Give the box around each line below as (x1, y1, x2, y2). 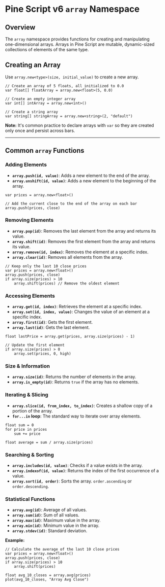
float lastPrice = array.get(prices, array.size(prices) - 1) (5, 334, 135, 339)
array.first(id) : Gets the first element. (12, 319, 93, 325)
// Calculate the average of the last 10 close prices (5, 547, 120, 552)
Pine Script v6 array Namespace (5, 3, 140, 15)
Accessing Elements (5, 292, 55, 299)
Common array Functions (5, 146, 84, 155)
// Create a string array (5, 109, 58, 114)
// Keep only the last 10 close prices (5, 264, 87, 269)
